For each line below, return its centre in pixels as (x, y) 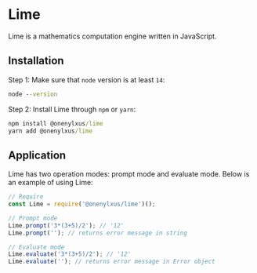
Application (37, 155)
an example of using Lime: (51, 183)
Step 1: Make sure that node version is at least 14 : (87, 79)
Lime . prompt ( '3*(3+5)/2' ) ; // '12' (66, 225)
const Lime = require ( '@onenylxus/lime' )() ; (82, 204)
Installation (36, 61)
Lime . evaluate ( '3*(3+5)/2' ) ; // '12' (70, 254)
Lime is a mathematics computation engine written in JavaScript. (112, 36)
